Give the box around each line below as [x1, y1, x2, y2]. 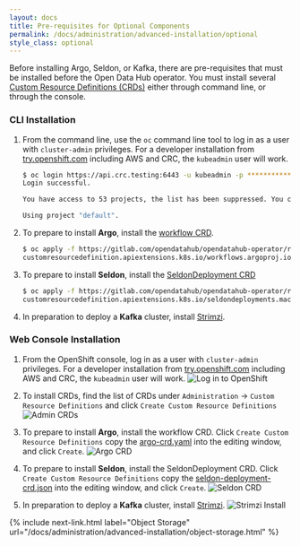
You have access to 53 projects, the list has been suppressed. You [21, 195, 284, 204]
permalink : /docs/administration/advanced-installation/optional [9, 30, 258, 39]
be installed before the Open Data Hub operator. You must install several [9, 73, 276, 83]
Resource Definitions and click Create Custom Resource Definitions [21, 400, 278, 411]
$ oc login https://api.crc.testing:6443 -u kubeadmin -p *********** [21, 170, 292, 179]
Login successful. [21, 178, 91, 188]
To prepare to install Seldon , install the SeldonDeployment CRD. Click [21, 463, 279, 473]
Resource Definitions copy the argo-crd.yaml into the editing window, [21, 436, 282, 446]
